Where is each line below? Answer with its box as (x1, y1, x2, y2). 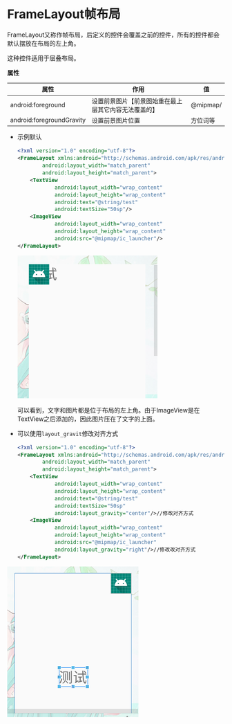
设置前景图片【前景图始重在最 (91, 96, 177, 105)
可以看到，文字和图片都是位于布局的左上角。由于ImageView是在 (17, 406, 200, 414)
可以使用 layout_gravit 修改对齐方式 (17, 429, 119, 437)
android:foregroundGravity (10, 116, 86, 125)
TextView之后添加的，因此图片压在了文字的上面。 (17, 415, 159, 423)
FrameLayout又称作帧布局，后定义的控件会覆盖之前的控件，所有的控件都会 (7, 30, 220, 39)
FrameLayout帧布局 (7, 6, 121, 22)
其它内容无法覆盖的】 (97, 105, 159, 114)
